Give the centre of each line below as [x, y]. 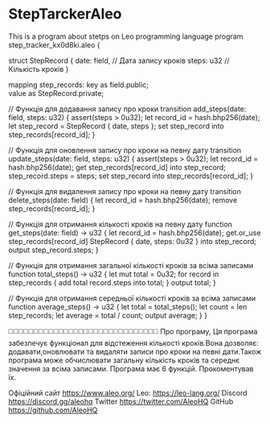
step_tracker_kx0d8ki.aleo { [54, 44]
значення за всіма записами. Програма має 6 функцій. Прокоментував [131, 368]
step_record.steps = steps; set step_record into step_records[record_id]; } [131, 176]
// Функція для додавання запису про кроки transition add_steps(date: [127, 109]
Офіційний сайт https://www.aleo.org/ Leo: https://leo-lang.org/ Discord [128, 392]
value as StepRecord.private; [56, 93]
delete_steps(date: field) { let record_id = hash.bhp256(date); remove [123, 200]
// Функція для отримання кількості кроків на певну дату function [121, 224]
